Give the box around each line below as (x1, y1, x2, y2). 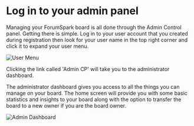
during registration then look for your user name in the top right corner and (6, 36, 188, 43)
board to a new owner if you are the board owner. (6, 102, 127, 109)
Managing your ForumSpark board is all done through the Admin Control (6, 24, 182, 31)
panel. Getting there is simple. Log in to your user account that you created (6, 30, 189, 37)
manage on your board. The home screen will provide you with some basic (6, 89, 188, 96)
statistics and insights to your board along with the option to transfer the (6, 96, 182, 103)
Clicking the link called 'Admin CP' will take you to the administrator (6, 65, 170, 72)
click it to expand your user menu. (6, 43, 89, 50)
